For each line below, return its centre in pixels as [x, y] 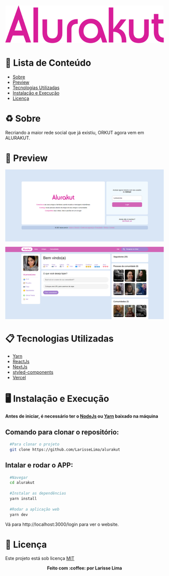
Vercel [19, 378]
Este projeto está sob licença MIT [40, 558]
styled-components [33, 372]
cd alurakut [22, 483]
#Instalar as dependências [38, 493]
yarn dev [19, 515]
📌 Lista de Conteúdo [48, 63]
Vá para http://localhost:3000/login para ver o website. [62, 524]
